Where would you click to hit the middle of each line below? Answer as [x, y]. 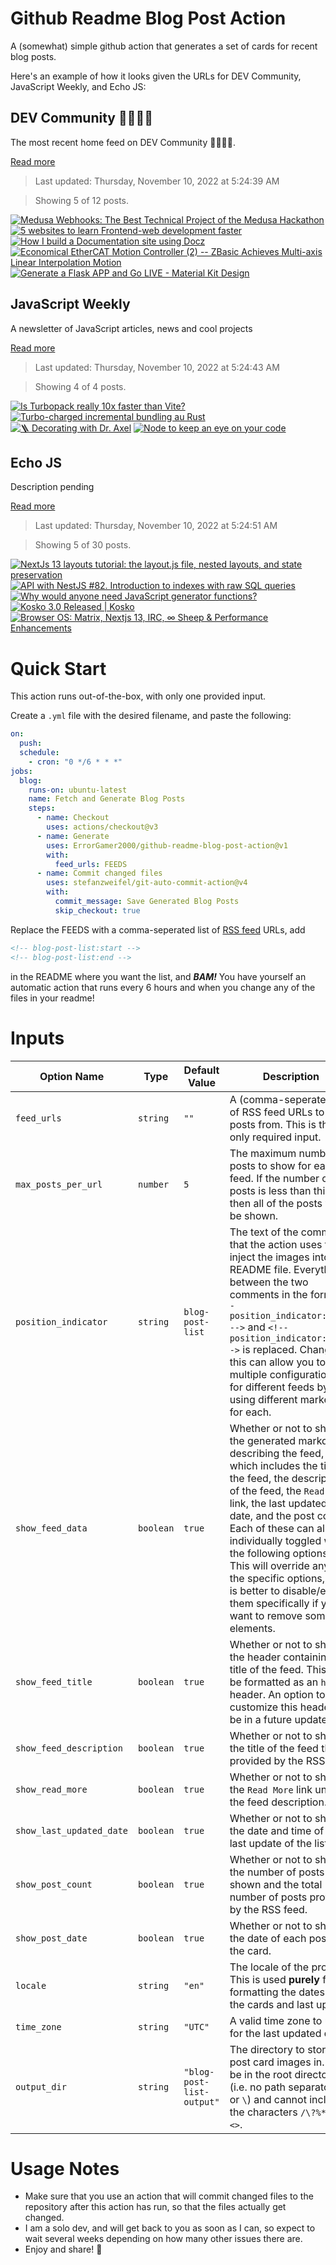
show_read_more [51, 1789]
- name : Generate [73, 836]
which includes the [273, 1465]
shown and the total [276, 1884]
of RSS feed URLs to [277, 1112]
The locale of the [269, 1967]
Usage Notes [65, 2168]
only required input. [275, 1137]
